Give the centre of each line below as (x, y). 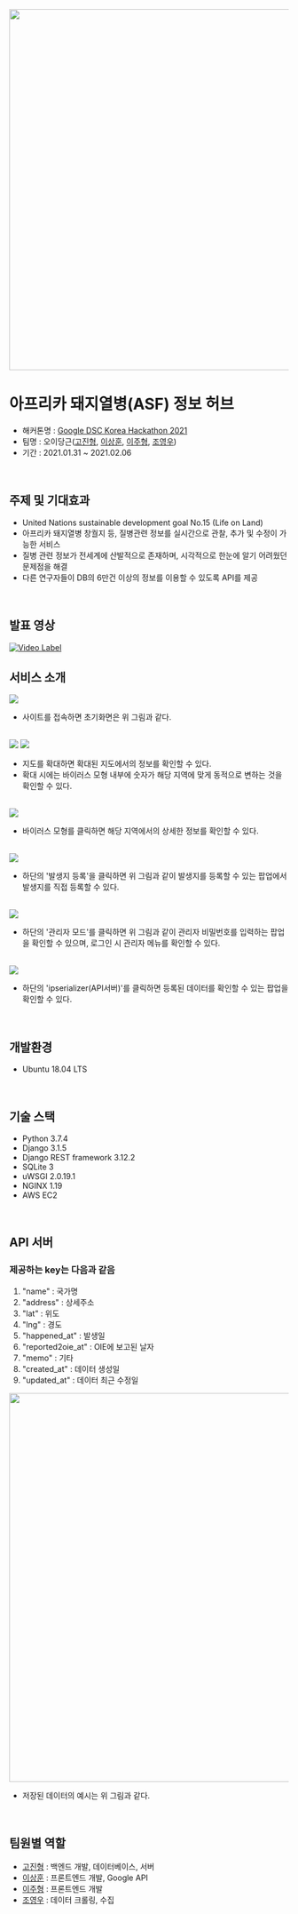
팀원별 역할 (38, 1843)
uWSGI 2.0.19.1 (49, 1176)
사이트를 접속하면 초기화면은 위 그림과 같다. (97, 717)
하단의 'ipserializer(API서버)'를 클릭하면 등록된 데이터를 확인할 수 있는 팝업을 (155, 988)
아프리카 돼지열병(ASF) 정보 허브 (122, 404)
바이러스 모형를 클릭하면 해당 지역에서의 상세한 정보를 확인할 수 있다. (140, 831)
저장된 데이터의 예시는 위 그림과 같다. (86, 1795)
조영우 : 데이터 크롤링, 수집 (68, 1900)
